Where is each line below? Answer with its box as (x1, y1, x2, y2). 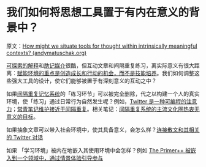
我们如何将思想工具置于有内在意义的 (6, 6, 189, 20)
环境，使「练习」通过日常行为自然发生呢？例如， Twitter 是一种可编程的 (6, 97, 187, 105)
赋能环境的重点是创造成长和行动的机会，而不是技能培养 (17, 69, 157, 76)
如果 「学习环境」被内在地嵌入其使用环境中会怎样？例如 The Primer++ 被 (6, 146, 191, 154)
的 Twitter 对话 (6, 133, 44, 141)
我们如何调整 (161, 69, 194, 76)
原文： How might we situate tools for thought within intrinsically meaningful (6, 42, 197, 50)
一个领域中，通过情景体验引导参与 (17, 154, 103, 161)
